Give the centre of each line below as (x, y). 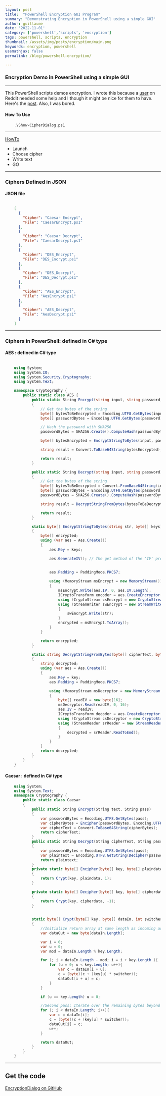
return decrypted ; (59, 751)
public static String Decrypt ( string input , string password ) (97, 472)
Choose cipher (27, 154)
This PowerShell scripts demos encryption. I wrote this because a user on (80, 93)
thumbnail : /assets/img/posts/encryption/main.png (58, 42)
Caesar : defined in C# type (34, 776)
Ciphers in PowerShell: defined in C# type (56, 341)
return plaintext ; (59, 860)
